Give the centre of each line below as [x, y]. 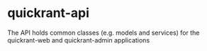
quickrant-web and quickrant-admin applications [79, 40]
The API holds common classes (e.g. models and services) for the [103, 33]
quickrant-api [49, 13]
